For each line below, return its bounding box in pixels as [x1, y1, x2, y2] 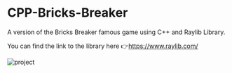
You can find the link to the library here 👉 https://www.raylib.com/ [7, 42, 198, 50]
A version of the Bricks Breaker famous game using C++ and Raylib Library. [7, 28, 226, 36]
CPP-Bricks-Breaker [7, 5, 128, 21]
